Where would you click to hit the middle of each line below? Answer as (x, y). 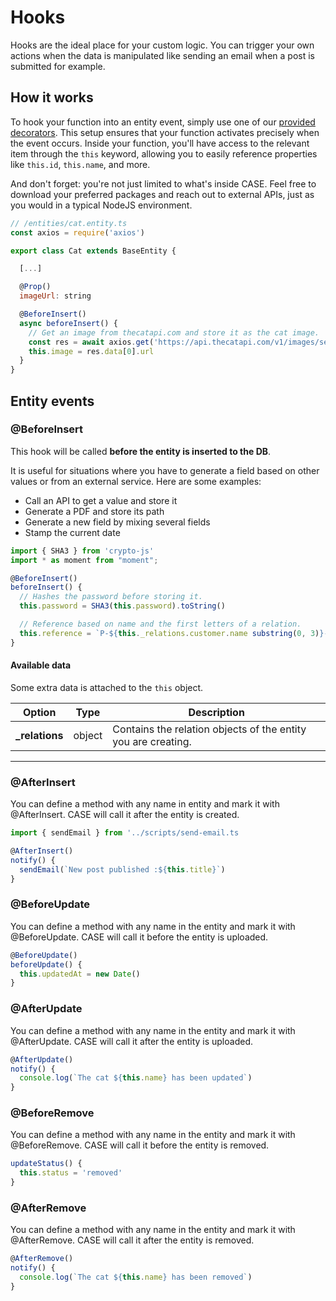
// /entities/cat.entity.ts (69, 223)
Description (216, 712)
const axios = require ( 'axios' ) (77, 232)
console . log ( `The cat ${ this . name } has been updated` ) (136, 1078)
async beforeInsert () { (68, 323)
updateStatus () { (46, 1164)
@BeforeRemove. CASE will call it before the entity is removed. (140, 1145)
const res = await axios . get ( (91, 342)
